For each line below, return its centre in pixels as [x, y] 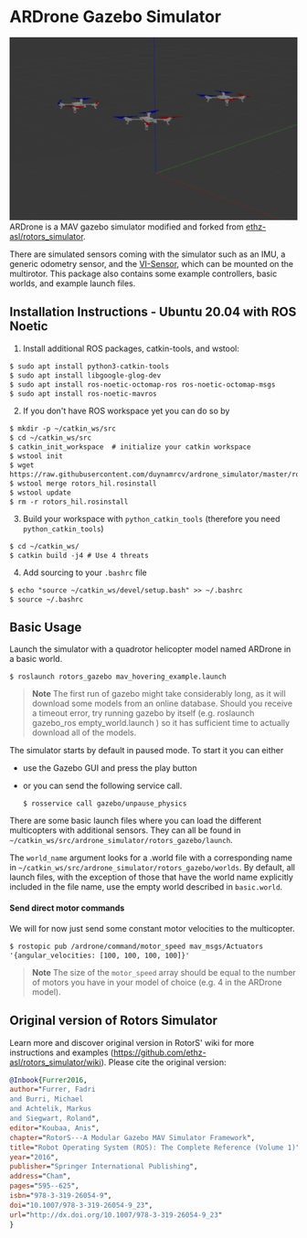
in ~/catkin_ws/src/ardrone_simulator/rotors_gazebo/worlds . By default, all [152, 868]
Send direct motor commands [67, 908]
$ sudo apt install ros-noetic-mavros [83, 394]
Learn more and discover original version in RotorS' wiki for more [132, 1042]
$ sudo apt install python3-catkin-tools [90, 366]
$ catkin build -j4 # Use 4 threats [79, 555]
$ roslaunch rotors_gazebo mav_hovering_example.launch [118, 677]
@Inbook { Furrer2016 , [49, 1080]
